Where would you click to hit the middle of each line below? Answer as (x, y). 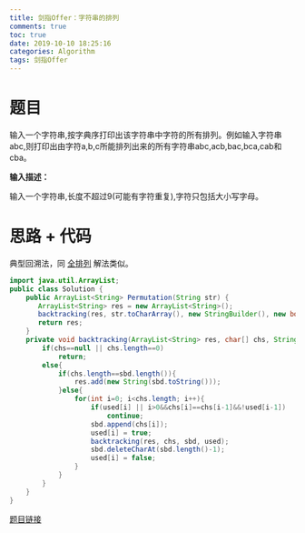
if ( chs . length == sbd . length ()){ (117, 374)
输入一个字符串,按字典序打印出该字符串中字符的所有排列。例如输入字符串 (146, 135)
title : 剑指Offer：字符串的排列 (64, 18)
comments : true (38, 26)
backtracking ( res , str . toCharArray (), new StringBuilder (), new (162, 315)
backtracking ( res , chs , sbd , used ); (160, 441)
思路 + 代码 (51, 236)
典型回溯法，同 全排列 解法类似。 (71, 263)
